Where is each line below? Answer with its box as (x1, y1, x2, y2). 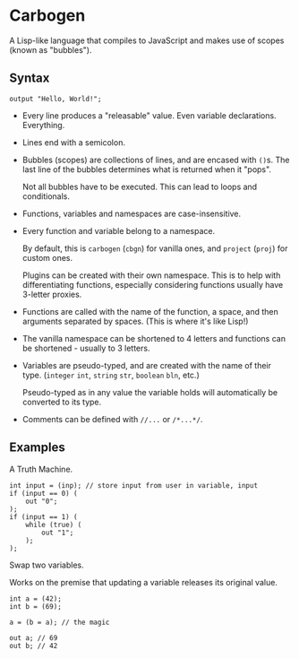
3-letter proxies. (21, 289, 82, 299)
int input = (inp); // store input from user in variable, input (9, 481, 258, 490)
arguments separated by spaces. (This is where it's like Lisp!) (21, 316, 249, 326)
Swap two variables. (9, 559, 84, 570)
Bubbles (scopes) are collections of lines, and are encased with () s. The (21, 154, 290, 165)
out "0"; (25, 497, 58, 506)
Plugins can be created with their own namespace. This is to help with (21, 270, 281, 281)
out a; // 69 (9, 633, 58, 642)
